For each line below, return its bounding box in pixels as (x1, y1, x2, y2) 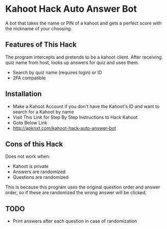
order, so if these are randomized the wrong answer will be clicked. (5, 190, 147, 196)
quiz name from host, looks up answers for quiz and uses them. (5, 59, 139, 66)
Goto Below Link (12, 119, 47, 126)
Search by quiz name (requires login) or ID (12, 69, 102, 75)
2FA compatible (12, 75, 46, 81)
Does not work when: (5, 153, 51, 159)
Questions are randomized (12, 174, 69, 180)
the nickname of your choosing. (5, 25, 73, 31)
